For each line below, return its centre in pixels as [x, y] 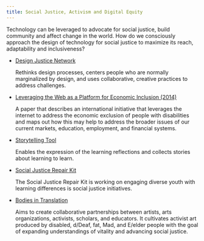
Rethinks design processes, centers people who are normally [92, 72]
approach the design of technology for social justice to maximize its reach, [100, 42]
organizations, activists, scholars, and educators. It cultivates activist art [106, 218]
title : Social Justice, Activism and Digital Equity [75, 12]
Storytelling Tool [36, 140]
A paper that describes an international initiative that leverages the [98, 109]
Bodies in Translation [41, 200]
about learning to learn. [44, 158]
